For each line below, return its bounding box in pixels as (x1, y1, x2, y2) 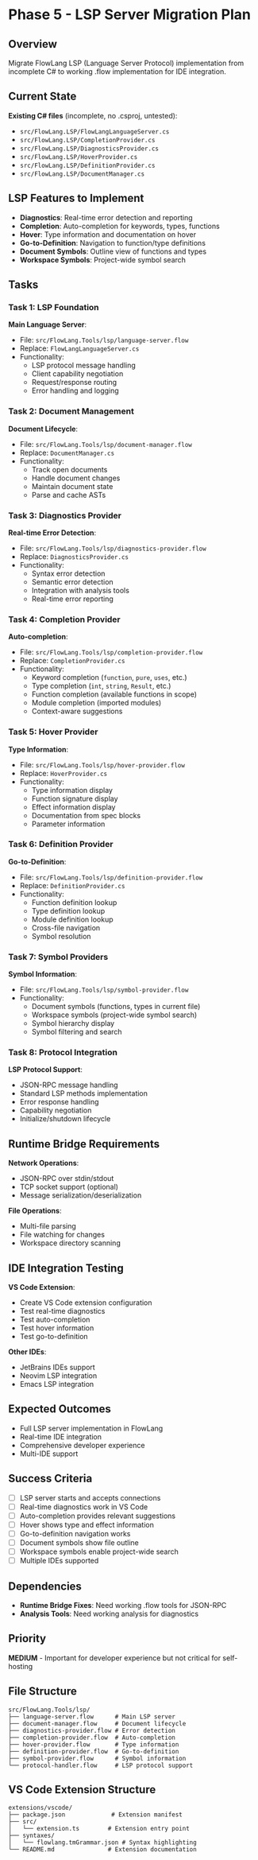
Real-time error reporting (31, 594, 114, 604)
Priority (8, 1632, 46, 1645)
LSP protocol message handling (31, 360, 137, 371)
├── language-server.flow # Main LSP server (8, 1712, 176, 1721)
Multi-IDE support (19, 1449, 79, 1458)
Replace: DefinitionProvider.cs (19, 880, 125, 890)
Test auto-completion (19, 1314, 90, 1325)
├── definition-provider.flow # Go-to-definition (8, 1747, 179, 1755)
